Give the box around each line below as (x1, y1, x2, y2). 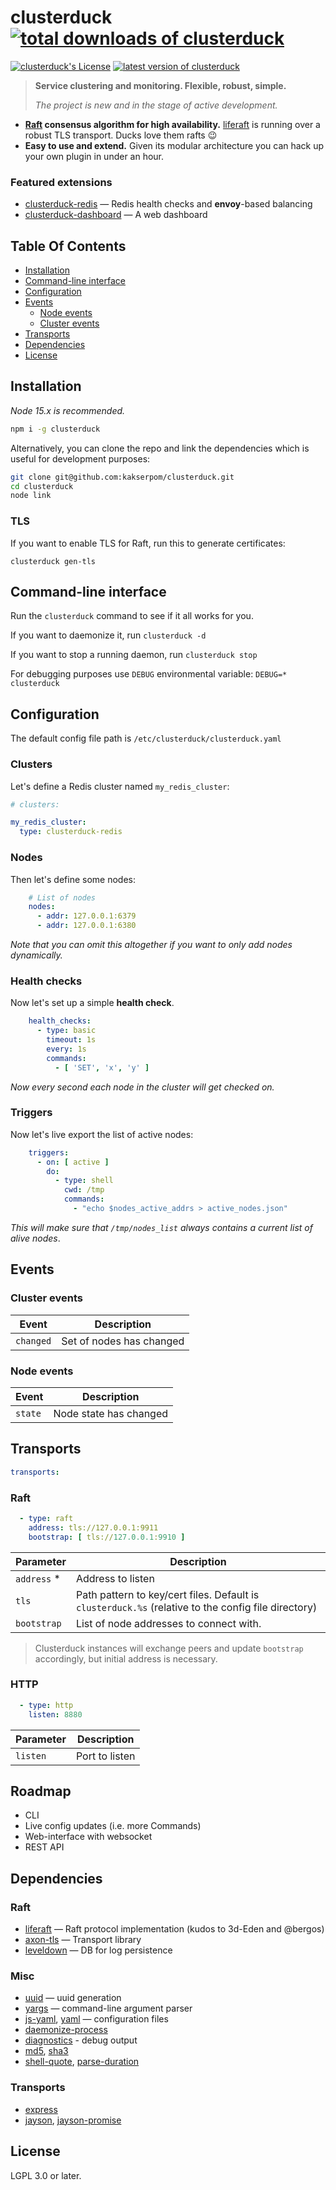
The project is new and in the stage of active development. (34, 99, 278, 111)
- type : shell (54, 1176, 114, 1186)
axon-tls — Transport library (24, 1934, 142, 1946)
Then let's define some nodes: (10, 873, 136, 885)
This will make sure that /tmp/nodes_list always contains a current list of (10, 1221, 313, 1233)
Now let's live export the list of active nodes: (10, 1128, 194, 1140)
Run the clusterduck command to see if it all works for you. (10, 610, 254, 622)
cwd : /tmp (63, 1185, 105, 1195)
